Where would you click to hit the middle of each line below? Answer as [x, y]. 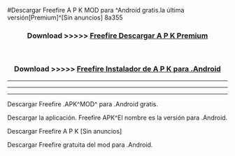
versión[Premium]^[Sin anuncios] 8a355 [65, 17]
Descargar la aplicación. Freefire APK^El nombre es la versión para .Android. [117, 118]
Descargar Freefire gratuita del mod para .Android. [80, 144]
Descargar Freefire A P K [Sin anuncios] [65, 131]
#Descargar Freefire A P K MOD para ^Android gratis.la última [96, 10]
